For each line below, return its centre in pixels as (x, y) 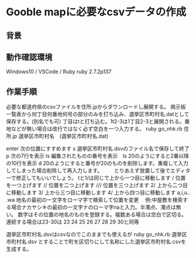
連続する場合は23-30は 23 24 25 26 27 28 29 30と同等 (73, 222)
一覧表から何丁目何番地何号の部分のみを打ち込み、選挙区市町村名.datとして (98, 114)
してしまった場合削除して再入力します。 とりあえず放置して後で (88, 171)
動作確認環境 (29, 57)
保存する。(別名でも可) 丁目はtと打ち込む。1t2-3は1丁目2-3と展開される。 (95, 121)
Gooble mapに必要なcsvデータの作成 (96, 12)
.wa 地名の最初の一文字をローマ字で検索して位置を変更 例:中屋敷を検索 (94, 200)
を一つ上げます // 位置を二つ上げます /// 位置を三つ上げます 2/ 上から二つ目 (97, 185)
